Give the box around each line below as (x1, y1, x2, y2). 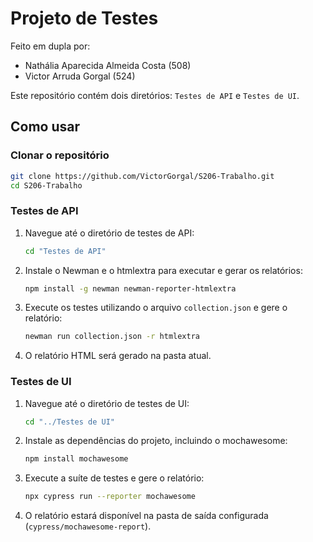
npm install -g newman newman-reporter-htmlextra (24, 283, 237, 294)
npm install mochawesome (24, 454, 129, 464)
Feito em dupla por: (10, 40, 91, 52)
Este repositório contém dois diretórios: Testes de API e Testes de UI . (10, 89, 300, 101)
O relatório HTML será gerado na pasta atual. (24, 350, 212, 362)
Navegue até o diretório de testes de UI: (24, 397, 190, 409)
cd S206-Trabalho (10, 180, 83, 191)
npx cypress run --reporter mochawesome (24, 492, 196, 502)
